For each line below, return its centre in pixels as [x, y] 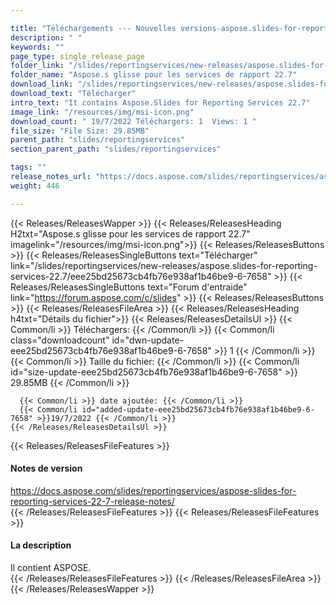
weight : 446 [35, 186]
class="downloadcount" [60, 340]
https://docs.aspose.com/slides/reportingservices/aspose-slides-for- [153, 490]
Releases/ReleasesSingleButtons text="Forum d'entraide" [129, 287]
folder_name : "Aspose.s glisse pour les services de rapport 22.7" [154, 75]
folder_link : [37, 66]
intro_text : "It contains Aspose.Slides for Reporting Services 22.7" [160, 102]
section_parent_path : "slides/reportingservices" [116, 149]
